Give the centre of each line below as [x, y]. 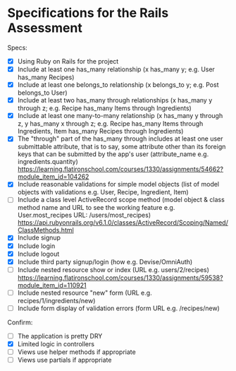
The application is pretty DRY [60, 336]
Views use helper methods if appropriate [76, 352]
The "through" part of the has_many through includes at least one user [120, 139]
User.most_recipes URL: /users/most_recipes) [84, 215]
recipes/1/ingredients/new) [56, 300]
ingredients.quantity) [48, 162]
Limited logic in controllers [56, 343]
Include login [36, 246]
